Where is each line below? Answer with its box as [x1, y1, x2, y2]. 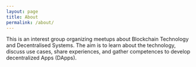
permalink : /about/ [6, 19, 54, 25]
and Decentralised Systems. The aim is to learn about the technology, [6, 42, 176, 49]
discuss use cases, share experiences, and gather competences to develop [6, 48, 191, 55]
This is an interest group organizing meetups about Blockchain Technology [6, 36, 189, 43]
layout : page [6, 8, 38, 15]
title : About [6, 14, 38, 20]
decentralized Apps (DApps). [6, 54, 77, 62]
